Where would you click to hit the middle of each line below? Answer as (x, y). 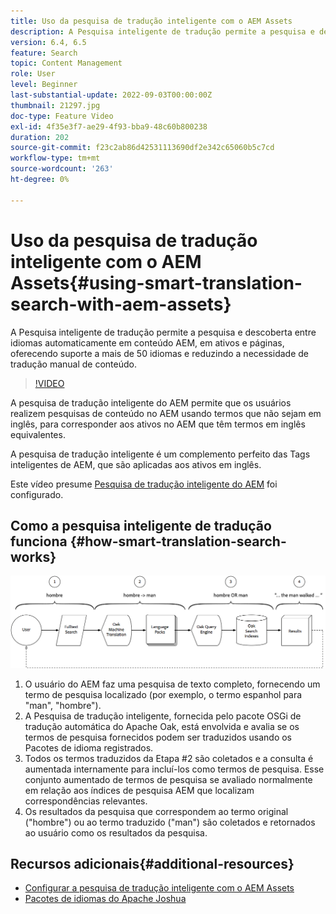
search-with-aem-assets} (121, 304)
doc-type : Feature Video (62, 116)
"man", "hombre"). (63, 705)
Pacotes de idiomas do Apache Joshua (105, 899)
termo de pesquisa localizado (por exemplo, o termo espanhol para (163, 694)
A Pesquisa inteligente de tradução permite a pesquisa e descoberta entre (163, 332)
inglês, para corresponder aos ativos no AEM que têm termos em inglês (158, 424)
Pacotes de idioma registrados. (89, 747)
